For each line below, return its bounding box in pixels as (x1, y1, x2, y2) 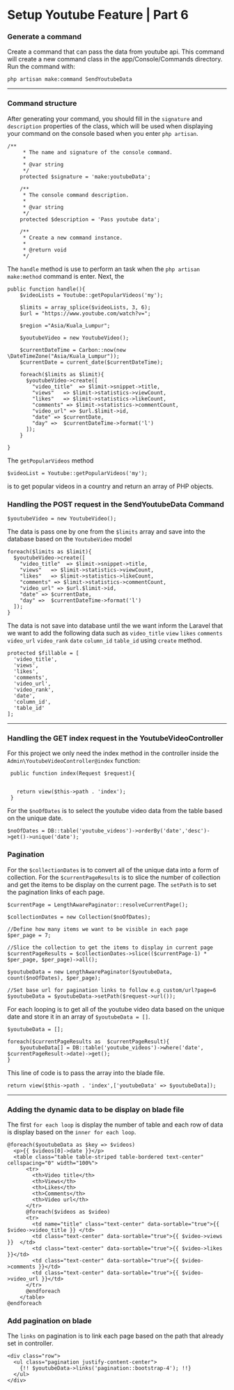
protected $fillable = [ (7, 650, 79, 657)
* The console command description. (22, 192, 130, 199)
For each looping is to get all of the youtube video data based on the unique (7, 1005, 225, 1013)
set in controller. (7, 1339, 54, 1347)
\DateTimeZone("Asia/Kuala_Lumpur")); (7, 353, 120, 360)
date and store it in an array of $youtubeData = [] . (7, 1012, 150, 1021)
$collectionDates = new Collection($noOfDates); (7, 913, 151, 920)
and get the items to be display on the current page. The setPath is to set (7, 880, 217, 888)
